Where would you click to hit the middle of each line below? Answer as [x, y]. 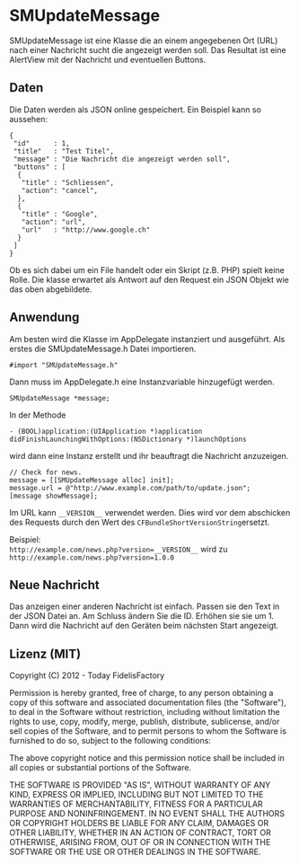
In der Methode [38, 415]
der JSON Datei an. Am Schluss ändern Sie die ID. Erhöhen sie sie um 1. [142, 616]
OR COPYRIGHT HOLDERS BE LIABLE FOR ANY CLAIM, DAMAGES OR [139, 824]
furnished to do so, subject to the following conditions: [110, 741]
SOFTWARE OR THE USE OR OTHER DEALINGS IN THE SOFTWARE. [135, 852]
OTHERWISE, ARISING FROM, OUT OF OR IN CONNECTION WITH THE [140, 842]
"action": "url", [54, 222]
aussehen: [28, 119]
